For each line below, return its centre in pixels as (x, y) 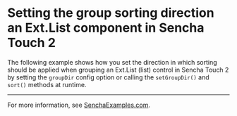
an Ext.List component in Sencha (106, 28)
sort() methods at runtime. (47, 84)
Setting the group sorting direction (111, 13)
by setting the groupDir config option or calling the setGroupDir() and (108, 77)
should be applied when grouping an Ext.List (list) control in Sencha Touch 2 (118, 70)
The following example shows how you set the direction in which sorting (112, 62)
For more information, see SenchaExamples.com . (79, 105)
